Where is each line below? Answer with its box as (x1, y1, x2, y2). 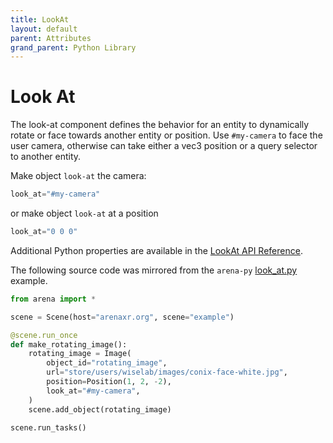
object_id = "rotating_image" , (46, 358, 168, 368)
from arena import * (10, 294, 97, 304)
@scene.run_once (10, 330, 78, 340)
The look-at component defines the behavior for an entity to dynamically (10, 119, 310, 131)
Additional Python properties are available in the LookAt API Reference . (10, 244, 303, 256)
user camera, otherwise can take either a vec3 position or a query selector (10, 140, 318, 152)
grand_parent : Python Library (10, 42, 137, 53)
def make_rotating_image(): (10, 339, 128, 350)
